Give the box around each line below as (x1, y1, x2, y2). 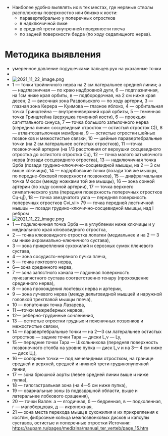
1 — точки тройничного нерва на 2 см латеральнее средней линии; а (12, 81, 161, 87)
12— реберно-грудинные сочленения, (12, 312, 94, 318)
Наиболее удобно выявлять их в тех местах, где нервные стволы (12, 5, 153, 10)
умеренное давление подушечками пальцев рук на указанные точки (12, 65, 161, 71)
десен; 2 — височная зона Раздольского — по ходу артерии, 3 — (12, 98, 153, 104)
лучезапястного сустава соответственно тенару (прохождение (12, 275, 149, 281)
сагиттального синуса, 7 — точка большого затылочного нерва (12, 119, 149, 125)
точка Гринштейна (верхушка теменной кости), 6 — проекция (12, 114, 146, 120)
